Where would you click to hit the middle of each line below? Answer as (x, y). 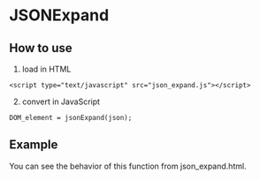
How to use (41, 48)
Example (34, 145)
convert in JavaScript (61, 101)
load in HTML (46, 69)
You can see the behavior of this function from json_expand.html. (128, 166)
